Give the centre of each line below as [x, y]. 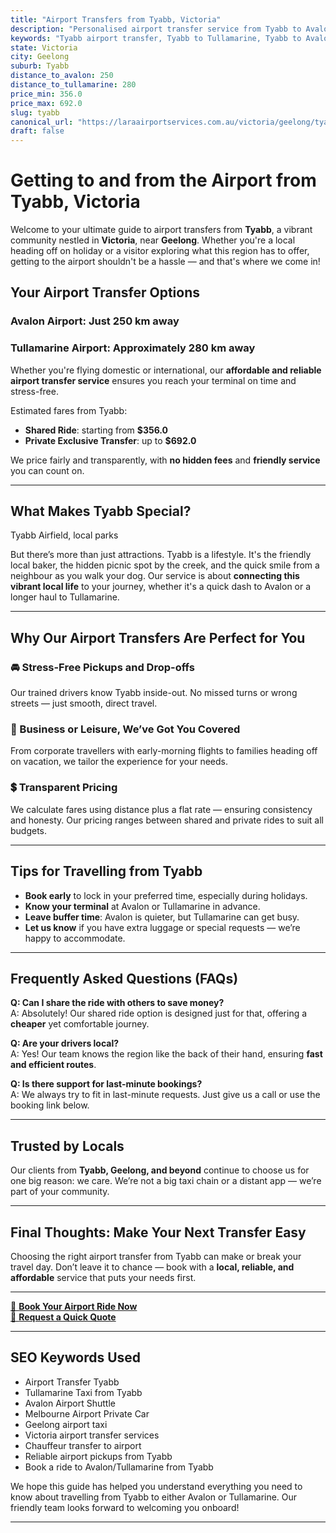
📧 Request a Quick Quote [63, 1317]
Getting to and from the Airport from [163, 180]
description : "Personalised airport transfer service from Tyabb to [156, 29]
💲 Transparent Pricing [64, 788]
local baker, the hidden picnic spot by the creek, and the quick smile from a [165, 565]
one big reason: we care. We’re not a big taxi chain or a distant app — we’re [166, 1181]
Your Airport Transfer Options [105, 292]
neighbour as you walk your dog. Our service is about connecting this [155, 576]
